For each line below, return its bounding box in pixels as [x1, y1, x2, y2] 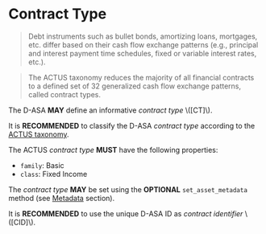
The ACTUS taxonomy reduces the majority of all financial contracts [27, 72, 255, 82]
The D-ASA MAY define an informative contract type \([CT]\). [8, 105, 213, 115]
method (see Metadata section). [8, 193, 115, 203]
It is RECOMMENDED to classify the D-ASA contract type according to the [8, 121, 256, 130]
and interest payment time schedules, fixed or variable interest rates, [27, 48, 257, 58]
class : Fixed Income [19, 169, 88, 179]
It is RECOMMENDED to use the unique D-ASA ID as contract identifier [8, 208, 243, 218]
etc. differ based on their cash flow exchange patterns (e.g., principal [27, 39, 259, 49]
